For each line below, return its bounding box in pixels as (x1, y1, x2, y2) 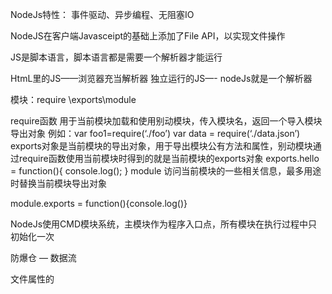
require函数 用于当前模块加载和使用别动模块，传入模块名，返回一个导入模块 (10, 115, 323, 127)
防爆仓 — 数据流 (10, 252, 77, 263)
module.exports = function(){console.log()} (10, 198, 188, 209)
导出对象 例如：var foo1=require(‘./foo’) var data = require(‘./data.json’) (10, 128, 301, 139)
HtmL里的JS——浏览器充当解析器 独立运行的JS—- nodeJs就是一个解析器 (10, 73, 313, 84)
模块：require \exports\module (10, 94, 137, 105)
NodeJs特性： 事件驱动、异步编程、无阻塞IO (10, 9, 195, 20)
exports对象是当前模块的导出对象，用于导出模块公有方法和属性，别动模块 (10, 140, 313, 152)
